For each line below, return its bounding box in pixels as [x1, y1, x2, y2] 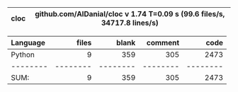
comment [146, 38, 179, 47]
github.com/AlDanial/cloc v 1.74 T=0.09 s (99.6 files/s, [35, 9, 225, 18]
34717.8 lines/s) [101, 18, 159, 28]
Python [11, 50, 35, 59]
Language [11, 38, 46, 47]
